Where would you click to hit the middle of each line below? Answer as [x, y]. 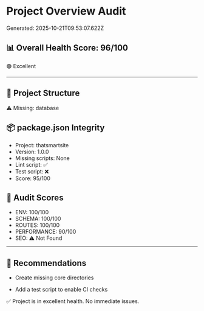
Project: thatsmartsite [42, 145]
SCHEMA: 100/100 [38, 219]
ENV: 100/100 [32, 212]
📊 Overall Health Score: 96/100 [67, 48]
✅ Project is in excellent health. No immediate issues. [73, 301]
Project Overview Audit [66, 11]
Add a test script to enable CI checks [61, 289]
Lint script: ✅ [32, 165]
